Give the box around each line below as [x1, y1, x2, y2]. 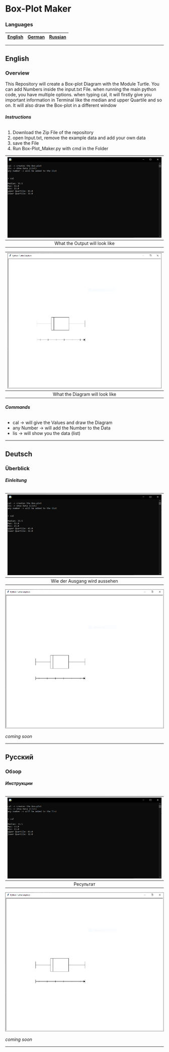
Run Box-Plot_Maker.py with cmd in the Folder [12, 146, 109, 152]
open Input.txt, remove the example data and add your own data [12, 135, 146, 141]
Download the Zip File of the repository [12, 130, 94, 136]
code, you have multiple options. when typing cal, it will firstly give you [5, 92, 152, 98]
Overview [5, 69, 30, 76]
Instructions [5, 114, 32, 120]
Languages [5, 21, 34, 28]
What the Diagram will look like [52, 391, 117, 397]
